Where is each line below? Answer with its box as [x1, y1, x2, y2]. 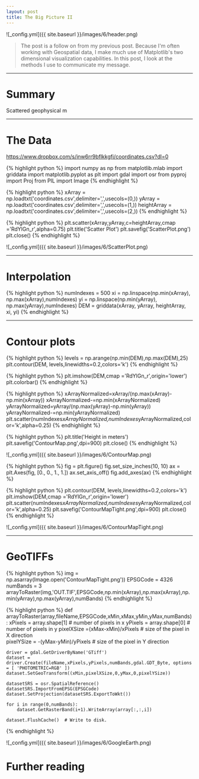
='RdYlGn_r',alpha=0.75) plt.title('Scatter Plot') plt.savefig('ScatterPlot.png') [6, 225, 191, 233]
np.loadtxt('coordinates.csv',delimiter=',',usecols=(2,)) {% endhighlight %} [6, 208, 188, 215]
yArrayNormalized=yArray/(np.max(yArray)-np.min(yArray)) [6, 403, 151, 410]
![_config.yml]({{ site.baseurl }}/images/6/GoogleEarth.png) [6, 739, 152, 746]
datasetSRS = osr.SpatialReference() [6, 681, 99, 687]
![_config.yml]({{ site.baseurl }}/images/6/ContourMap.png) [6, 451, 152, 458]
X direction [6, 632, 33, 639]
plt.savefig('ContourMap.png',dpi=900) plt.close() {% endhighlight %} [6, 439, 178, 447]
